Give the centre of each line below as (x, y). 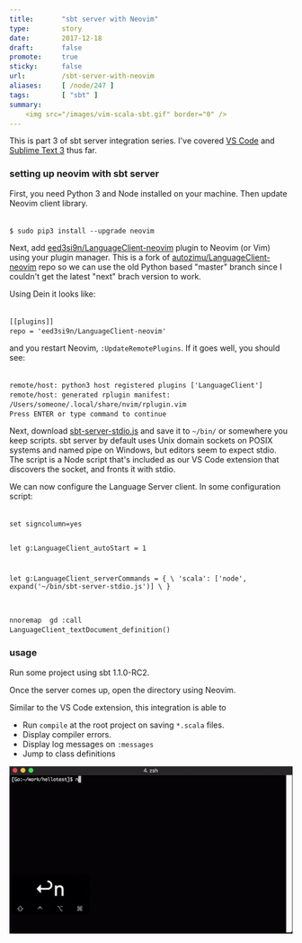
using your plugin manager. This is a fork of (90, 257)
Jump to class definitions (69, 754)
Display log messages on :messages (88, 744)
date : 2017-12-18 (56, 38)
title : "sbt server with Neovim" (84, 19)
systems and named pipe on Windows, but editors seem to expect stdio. (143, 450)
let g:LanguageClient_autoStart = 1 (78, 548)
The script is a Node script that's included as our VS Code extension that (144, 459)
